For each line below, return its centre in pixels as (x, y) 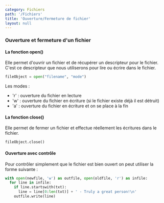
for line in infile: (30, 183)
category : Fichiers (25, 10)
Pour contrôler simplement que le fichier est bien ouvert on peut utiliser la (79, 164)
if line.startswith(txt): (40, 187)
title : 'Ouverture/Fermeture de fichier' (48, 19)
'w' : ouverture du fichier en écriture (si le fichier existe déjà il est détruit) (86, 101)
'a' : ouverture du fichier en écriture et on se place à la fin (70, 106)
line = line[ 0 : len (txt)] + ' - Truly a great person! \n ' (77, 192)
